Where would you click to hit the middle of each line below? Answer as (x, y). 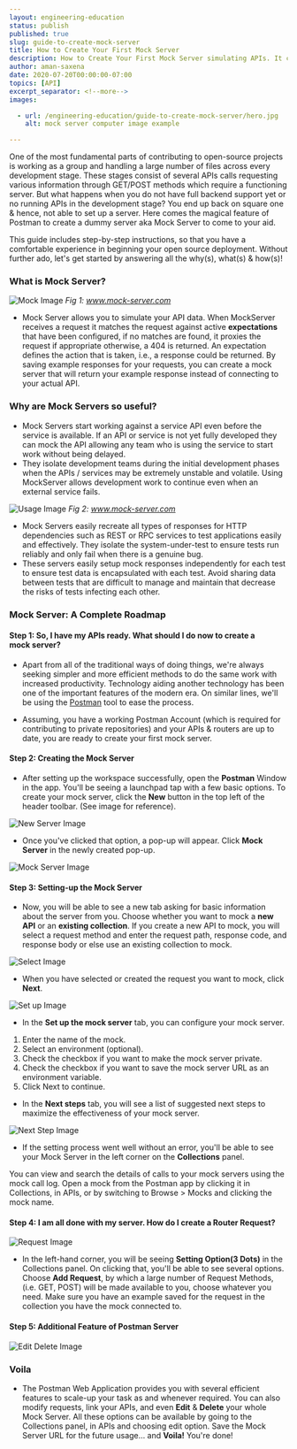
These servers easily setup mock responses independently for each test (153, 563)
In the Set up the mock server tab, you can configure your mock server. (153, 1023)
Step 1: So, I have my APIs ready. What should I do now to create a (132, 636)
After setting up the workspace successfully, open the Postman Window (154, 778)
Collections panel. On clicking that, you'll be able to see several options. (153, 1269)
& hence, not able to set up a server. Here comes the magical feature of (139, 213)
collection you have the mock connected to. (102, 1307)
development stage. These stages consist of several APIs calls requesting (144, 176)
